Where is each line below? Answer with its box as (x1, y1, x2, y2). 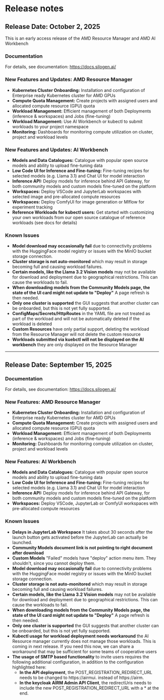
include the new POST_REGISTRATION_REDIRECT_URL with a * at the (19, 685, 159, 691)
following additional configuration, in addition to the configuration (12, 659, 144, 665)
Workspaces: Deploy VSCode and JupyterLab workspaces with (12, 188, 142, 194)
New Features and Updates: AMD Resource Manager (5, 76, 133, 83)
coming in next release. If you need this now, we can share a (12, 643, 134, 649)
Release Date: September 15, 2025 (5, 361, 112, 369)
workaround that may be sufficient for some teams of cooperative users (12, 649, 157, 655)
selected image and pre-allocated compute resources (12, 194, 121, 200)
